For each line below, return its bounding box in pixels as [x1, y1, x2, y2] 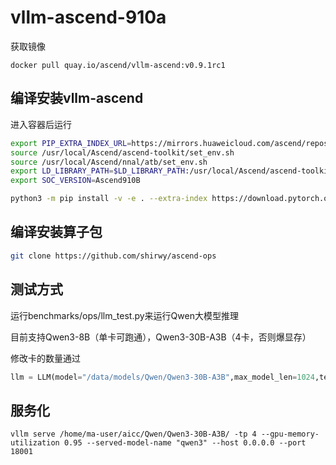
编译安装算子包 [10, 224, 103, 241]
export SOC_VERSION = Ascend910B [10, 176, 141, 186]
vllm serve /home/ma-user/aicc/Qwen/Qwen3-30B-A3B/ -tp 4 [10, 429, 257, 440]
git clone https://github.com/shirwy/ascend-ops [10, 251, 217, 261]
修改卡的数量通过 [10, 352, 81, 364]
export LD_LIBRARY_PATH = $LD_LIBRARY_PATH [10, 166, 186, 176]
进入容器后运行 [10, 118, 72, 130]
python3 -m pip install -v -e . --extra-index [10, 194, 208, 204]
